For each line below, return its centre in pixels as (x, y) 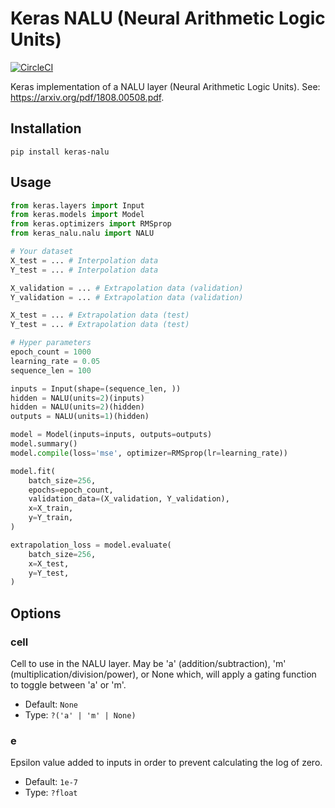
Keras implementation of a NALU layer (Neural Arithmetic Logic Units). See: (165, 86)
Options (36, 613)
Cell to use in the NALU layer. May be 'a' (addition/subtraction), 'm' (148, 663)
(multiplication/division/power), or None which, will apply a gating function (163, 674)
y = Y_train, (51, 518)
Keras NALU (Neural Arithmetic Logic (168, 18)
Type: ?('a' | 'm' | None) (80, 715)
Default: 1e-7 (51, 782)
